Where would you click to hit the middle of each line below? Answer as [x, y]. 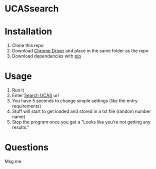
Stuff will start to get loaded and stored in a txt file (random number [81, 111]
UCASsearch [32, 9]
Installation [28, 32]
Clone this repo [27, 45]
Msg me [13, 161]
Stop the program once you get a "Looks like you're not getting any [81, 122]
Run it [18, 90]
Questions [26, 147]
